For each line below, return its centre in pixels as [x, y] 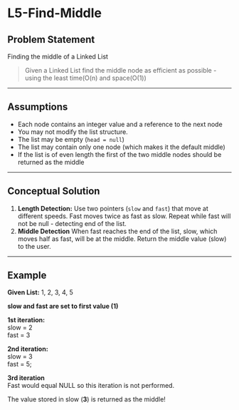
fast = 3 [19, 335]
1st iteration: [26, 320]
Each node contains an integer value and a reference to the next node [120, 124]
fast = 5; [20, 364]
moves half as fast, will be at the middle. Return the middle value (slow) [122, 239]
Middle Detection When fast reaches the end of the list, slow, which [117, 231]
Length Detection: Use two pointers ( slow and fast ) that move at [113, 208]
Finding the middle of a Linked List [58, 56]
